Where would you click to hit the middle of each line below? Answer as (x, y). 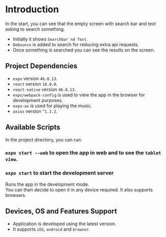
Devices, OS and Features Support (61, 211)
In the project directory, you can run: (44, 140)
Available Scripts (33, 127)
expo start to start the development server (60, 173)
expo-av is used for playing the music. (52, 106)
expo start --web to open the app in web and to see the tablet (83, 153)
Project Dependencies (41, 66)
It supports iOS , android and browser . (51, 229)
